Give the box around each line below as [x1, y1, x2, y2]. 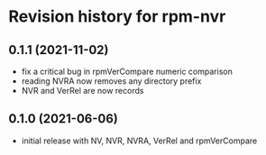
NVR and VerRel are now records [21, 86, 144, 96]
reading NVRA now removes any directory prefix [21, 76, 202, 87]
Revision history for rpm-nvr [8, 6, 226, 27]
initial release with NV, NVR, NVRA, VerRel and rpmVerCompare [21, 135, 258, 146]
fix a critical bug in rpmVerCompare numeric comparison [21, 66, 234, 77]
